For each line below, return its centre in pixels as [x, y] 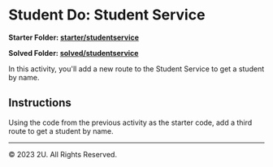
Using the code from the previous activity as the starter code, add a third [130, 122]
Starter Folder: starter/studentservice [74, 37]
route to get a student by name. [61, 131]
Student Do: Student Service [107, 15]
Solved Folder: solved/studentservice [74, 53]
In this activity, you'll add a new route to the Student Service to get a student [136, 69]
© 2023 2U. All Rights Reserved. [63, 154]
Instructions [40, 103]
